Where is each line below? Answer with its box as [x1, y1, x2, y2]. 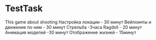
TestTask [5, 3, 43, 14]
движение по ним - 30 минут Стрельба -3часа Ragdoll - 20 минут [5, 24, 142, 30]
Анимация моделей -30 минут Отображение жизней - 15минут [5, 29, 136, 35]
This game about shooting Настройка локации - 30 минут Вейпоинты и [5, 19, 152, 25]
